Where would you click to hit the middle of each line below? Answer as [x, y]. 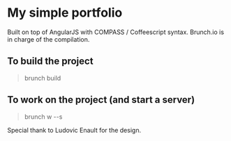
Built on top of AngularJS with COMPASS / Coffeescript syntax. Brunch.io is [116, 32]
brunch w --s [43, 117]
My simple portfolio [65, 13]
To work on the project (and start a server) [101, 100]
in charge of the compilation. [49, 39]
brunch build [43, 78]
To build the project [50, 61]
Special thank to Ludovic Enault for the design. [74, 130]
